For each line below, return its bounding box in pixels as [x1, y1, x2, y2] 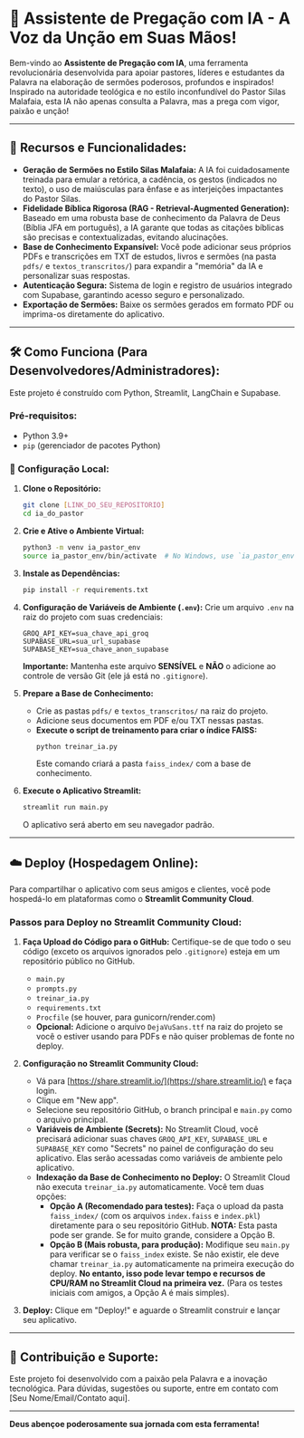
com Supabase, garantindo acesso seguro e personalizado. [22, 289, 245, 300]
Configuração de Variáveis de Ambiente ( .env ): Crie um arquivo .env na [22, 601, 294, 612]
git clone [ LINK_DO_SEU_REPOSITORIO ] [22, 501, 166, 510]
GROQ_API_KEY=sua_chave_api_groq [22, 628, 149, 638]
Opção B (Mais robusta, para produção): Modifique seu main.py [49, 1240, 290, 1251]
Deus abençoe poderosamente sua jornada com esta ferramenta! [9, 1419, 260, 1430]
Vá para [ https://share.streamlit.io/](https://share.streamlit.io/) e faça [35, 1076, 292, 1087]
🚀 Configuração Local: [9, 462, 110, 475]
